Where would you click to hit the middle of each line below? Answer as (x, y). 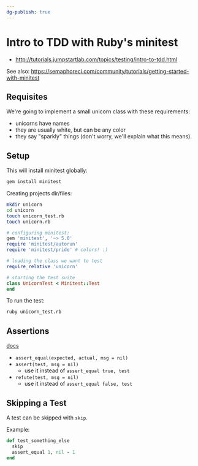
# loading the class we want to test (55, 261)
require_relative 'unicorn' (42, 266)
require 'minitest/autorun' (42, 244)
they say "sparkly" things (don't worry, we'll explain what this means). (103, 137)
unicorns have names (42, 124)
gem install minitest (34, 182)
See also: (18, 71)
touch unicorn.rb (29, 222)
